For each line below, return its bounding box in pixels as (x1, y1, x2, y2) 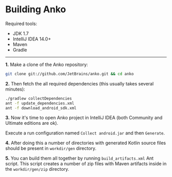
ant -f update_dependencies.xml (5, 101, 74, 106)
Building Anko (5, 4, 67, 15)
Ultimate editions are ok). (5, 120, 58, 126)
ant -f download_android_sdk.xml (5, 105, 77, 110)
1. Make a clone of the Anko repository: (5, 61, 88, 68)
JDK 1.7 (12, 30, 29, 36)
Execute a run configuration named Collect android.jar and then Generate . (5, 130, 165, 136)
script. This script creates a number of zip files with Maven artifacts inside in (5, 161, 167, 167)
